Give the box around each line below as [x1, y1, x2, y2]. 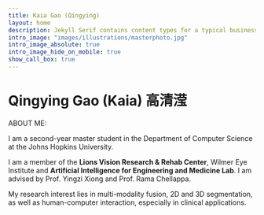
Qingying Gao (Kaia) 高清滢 [8, 92, 187, 110]
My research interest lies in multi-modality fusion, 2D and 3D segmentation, [8, 189, 253, 198]
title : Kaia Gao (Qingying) [8, 11, 101, 20]
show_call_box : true [8, 56, 76, 64]
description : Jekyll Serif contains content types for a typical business [8, 26, 258, 34]
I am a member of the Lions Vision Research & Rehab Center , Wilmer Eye [8, 157, 247, 166]
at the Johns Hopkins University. [8, 142, 114, 151]
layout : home [8, 19, 51, 27]
